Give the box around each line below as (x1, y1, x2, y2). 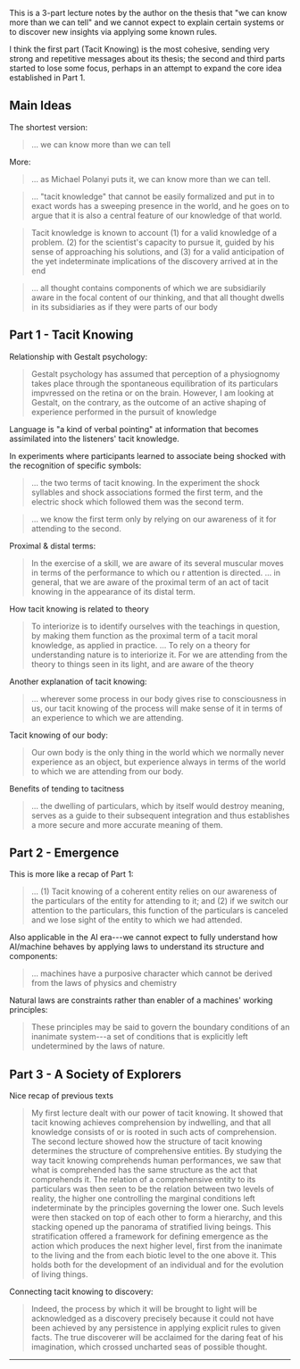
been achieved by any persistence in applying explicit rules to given (30, 1323, 281, 1333)
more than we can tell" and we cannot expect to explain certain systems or (9, 17, 285, 28)
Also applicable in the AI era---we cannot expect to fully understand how (9, 932, 279, 943)
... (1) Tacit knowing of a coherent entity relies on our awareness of (30, 886, 278, 897)
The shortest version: (9, 121, 87, 132)
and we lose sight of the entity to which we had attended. (30, 914, 243, 925)
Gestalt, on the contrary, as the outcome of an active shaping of (30, 397, 267, 407)
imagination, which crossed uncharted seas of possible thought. (30, 1341, 268, 1352)
